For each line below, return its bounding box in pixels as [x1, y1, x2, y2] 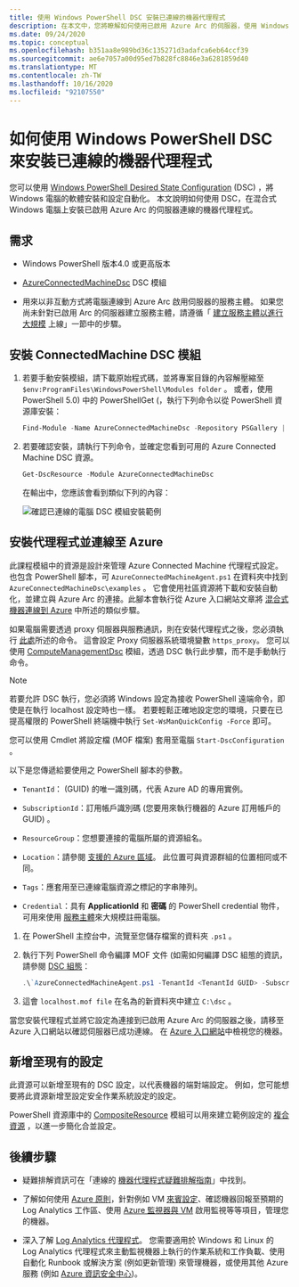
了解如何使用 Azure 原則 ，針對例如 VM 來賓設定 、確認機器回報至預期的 [21, 1193, 284, 1204]
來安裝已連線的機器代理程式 [9, 151, 213, 171]
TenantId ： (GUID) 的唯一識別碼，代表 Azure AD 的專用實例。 [21, 783, 248, 794]
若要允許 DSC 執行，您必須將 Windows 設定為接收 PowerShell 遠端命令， [9, 693, 278, 704]
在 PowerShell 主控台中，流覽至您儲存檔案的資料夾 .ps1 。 [21, 930, 238, 941]
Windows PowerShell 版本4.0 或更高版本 [21, 258, 171, 269]
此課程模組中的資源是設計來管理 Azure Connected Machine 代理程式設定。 [9, 560, 283, 570]
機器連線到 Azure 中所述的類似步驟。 [9, 604, 145, 615]
